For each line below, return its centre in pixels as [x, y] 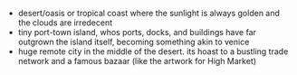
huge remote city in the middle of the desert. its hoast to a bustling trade [153, 52]
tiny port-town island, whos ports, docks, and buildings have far [137, 32]
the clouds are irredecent [65, 23]
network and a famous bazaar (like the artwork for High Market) [137, 61]
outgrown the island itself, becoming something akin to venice [134, 42]
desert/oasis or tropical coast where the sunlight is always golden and [149, 13]
